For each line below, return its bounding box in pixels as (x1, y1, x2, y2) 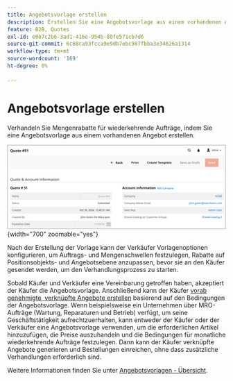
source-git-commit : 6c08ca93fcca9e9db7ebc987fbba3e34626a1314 (7, 40, 191, 48)
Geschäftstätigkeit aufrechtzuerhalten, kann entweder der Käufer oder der (7, 316, 220, 324)
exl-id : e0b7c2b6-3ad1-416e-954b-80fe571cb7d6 (7, 33, 144, 40)
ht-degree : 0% (7, 62, 49, 69)
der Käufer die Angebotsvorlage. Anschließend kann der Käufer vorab (7, 286, 207, 294)
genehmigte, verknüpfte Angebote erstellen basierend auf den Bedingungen (7, 294, 225, 302)
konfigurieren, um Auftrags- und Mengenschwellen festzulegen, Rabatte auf (7, 251, 225, 259)
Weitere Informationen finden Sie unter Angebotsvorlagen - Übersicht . (7, 366, 208, 374)
